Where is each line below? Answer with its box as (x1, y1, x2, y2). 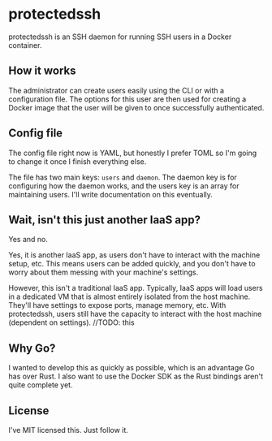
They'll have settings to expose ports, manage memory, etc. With (8, 300, 227, 310)
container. (8, 40, 42, 50)
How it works (8, 64, 76, 78)
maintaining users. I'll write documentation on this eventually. (8, 189, 214, 199)
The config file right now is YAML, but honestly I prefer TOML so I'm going (8, 148, 257, 158)
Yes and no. (8, 235, 49, 244)
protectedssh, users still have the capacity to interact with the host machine (8, 309, 262, 319)
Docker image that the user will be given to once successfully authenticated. (8, 102, 265, 112)
